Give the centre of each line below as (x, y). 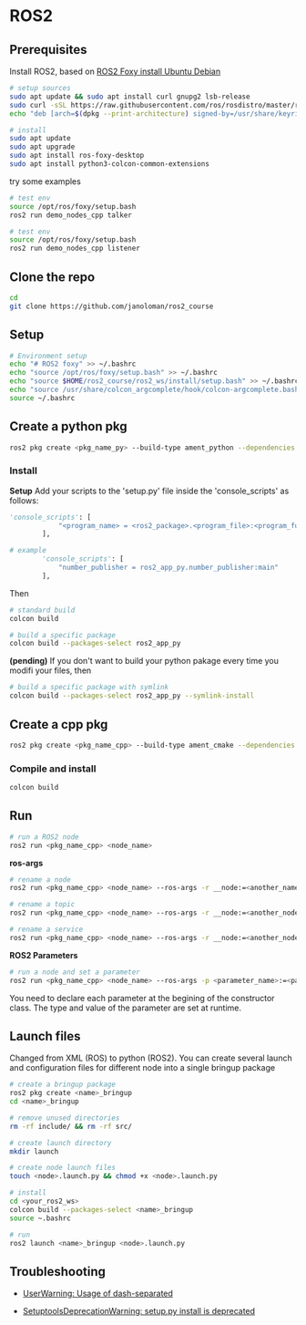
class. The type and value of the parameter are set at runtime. (125, 1008)
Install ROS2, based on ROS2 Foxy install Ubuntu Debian (115, 71)
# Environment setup (49, 356)
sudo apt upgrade (42, 147)
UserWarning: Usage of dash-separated (97, 1294)
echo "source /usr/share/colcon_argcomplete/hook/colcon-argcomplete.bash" (156, 389)
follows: (24, 500)
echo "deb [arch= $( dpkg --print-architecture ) (99, 114)
